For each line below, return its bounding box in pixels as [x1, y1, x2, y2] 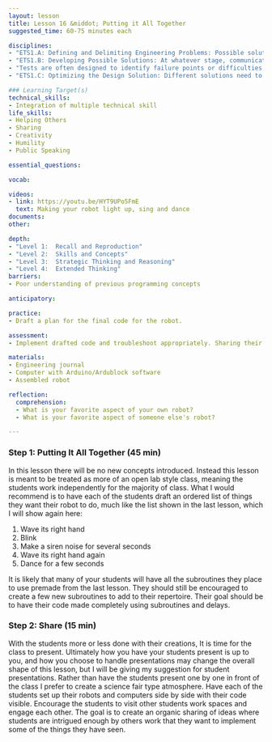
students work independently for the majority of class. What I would [8, 482, 235, 492]
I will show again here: [8, 508, 83, 518]
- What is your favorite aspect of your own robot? [15, 405, 194, 413]
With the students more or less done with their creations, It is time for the [8, 638, 253, 648]
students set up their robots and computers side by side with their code [8, 689, 247, 700]
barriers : [8, 273, 42, 281]
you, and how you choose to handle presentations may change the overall [8, 655, 255, 665]
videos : [8, 190, 35, 198]
